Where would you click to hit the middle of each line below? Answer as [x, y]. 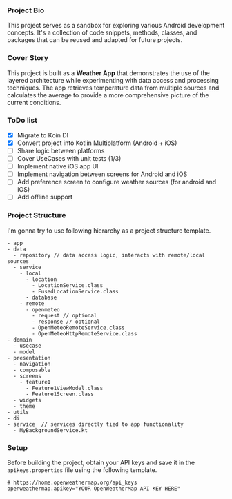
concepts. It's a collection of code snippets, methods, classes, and [102, 32]
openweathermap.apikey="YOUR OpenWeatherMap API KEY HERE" [94, 489]
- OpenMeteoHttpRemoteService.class [85, 333]
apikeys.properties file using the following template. [82, 470]
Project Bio [26, 10]
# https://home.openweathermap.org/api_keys [72, 482]
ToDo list [22, 120]
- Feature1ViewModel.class [64, 388]
